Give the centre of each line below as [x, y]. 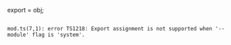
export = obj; [26, 10]
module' [18, 35]
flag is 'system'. [59, 35]
